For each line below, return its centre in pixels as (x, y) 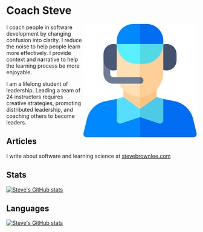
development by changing (39, 33)
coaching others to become (41, 116)
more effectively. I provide (39, 53)
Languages (28, 208)
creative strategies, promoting (44, 103)
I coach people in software (39, 27)
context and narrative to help (42, 59)
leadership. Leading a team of (43, 90)
